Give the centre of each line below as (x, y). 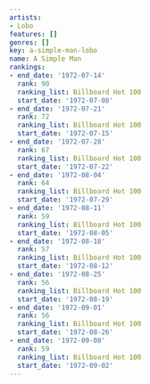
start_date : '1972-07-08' (66, 100)
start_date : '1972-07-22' (66, 167)
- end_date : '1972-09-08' (57, 340)
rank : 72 (33, 117)
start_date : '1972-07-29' (66, 200)
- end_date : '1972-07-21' (57, 109)
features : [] (33, 34)
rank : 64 (33, 184)
